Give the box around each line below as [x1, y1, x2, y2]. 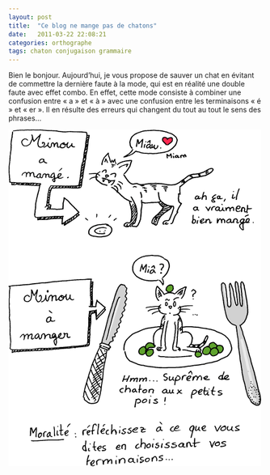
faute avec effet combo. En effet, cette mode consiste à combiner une [8, 87, 242, 97]
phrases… [8, 113, 42, 123]
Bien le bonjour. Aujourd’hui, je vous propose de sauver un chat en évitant [8, 70, 255, 80]
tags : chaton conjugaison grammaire [8, 47, 132, 56]
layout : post [8, 13, 53, 21]
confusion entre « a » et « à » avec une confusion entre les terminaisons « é [8, 96, 261, 106]
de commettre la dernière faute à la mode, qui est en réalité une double [8, 79, 245, 89]
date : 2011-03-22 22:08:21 [8, 30, 107, 38]
